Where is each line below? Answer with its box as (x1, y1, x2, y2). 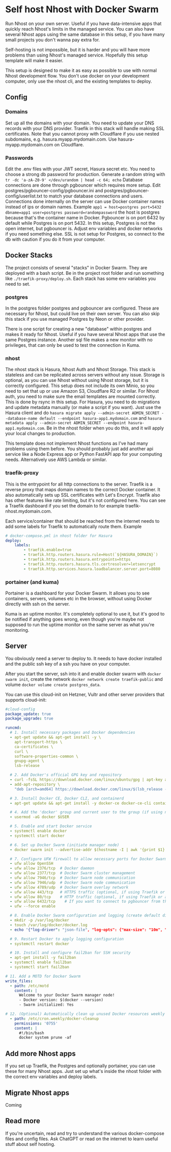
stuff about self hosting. (5, 1141, 55, 1147)
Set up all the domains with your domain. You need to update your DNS (5, 120, 154, 126)
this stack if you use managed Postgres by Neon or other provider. (5, 316, 145, 322)
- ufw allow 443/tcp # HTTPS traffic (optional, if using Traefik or (10, 889, 165, 894)
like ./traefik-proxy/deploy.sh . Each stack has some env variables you (5, 275, 156, 281)
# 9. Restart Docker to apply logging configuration (10, 936, 124, 941)
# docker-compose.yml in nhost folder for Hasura (5, 533, 113, 539)
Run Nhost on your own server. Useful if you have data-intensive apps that (5, 20, 162, 27)
